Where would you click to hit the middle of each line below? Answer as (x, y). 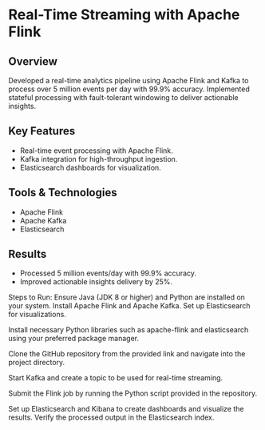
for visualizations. (37, 315)
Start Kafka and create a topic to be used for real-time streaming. (116, 378)
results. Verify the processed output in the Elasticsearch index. (111, 417)
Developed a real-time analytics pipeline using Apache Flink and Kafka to (129, 80)
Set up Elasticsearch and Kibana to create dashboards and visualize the (126, 409)
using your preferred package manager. (74, 339)
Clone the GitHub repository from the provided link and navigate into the (127, 354)
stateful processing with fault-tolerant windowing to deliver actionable (124, 97)
